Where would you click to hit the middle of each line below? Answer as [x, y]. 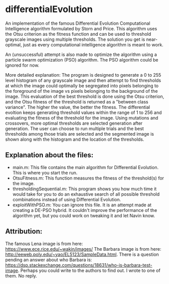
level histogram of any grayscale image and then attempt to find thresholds [83, 80]
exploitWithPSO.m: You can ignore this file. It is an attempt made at [82, 205]
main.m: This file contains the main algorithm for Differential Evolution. [86, 167]
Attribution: [24, 231]
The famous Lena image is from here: [44, 244]
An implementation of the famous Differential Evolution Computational [78, 23]
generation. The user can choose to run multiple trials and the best [75, 128]
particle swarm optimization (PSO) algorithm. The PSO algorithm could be [82, 60]
